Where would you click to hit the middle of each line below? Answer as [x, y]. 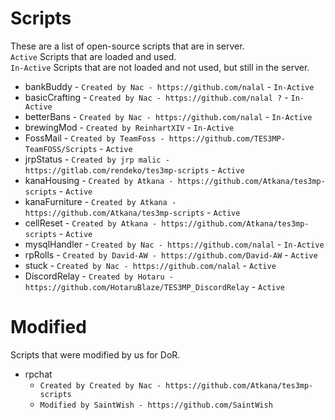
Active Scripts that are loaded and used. [93, 56]
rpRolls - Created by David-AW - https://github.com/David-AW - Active [171, 254]
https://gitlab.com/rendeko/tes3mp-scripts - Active [134, 169]
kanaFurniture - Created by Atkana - [100, 201]
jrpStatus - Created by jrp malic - [97, 159]
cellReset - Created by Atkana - [91, 223]
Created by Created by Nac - [100, 385]
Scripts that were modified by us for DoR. [95, 354]
